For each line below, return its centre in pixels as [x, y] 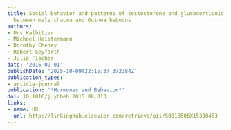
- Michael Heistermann [40, 39]
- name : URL [24, 109]
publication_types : [35, 77]
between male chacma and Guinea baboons [72, 20]
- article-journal [34, 84]
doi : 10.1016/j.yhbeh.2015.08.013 [57, 97]
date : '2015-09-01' [35, 65]
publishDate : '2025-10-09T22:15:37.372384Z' [72, 71]
